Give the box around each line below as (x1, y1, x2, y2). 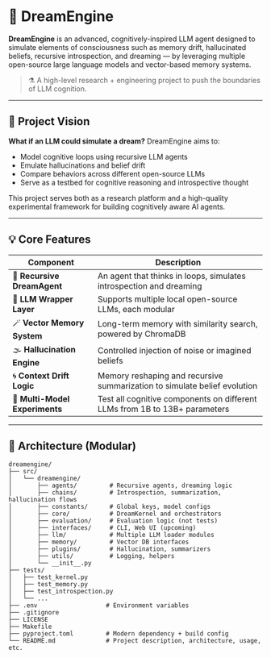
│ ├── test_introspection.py (8, 588, 114, 596)
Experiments (12, 403, 63, 414)
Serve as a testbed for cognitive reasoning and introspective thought (19, 177, 249, 187)
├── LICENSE (8, 616, 48, 624)
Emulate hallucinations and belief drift (19, 160, 146, 170)
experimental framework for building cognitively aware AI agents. (8, 202, 226, 211)
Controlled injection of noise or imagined (97, 345, 252, 356)
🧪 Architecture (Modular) (8, 439, 137, 452)
